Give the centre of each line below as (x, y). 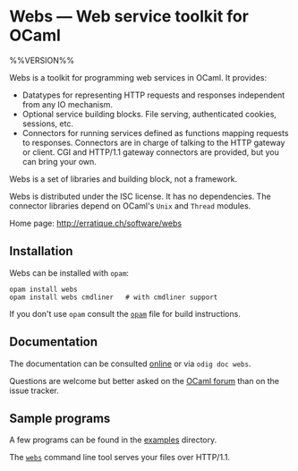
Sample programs (60, 418)
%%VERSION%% (42, 60)
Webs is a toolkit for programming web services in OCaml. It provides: (138, 77)
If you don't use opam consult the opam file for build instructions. (125, 313)
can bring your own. (59, 161)
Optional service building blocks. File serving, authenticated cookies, (149, 114)
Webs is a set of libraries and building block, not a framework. (123, 179)
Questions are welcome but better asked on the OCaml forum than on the (145, 381)
